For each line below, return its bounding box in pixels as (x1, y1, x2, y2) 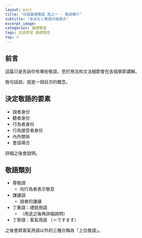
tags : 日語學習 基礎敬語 (5, 30, 50, 35)
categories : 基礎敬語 (5, 26, 47, 31)
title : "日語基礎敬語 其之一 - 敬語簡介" (5, 12, 82, 17)
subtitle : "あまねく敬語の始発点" (5, 16, 69, 21)
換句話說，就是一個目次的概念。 (5, 79, 70, 84)
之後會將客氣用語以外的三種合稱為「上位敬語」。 (5, 228, 103, 234)
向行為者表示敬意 (19, 186, 55, 192)
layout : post (5, 7, 32, 12)
